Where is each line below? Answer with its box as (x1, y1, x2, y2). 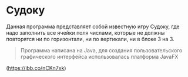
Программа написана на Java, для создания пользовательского (20, 46, 183, 53)
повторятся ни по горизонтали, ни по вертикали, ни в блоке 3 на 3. (6, 35, 174, 42)
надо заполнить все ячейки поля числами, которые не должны (6, 29, 165, 36)
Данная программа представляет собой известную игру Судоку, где (6, 23, 180, 30)
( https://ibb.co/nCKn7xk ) (6, 64, 66, 71)
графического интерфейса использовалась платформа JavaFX (20, 53, 179, 60)
